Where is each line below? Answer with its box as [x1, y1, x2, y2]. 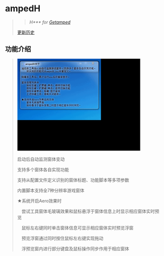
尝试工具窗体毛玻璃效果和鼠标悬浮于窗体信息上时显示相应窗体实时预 [21, 208, 160, 214]
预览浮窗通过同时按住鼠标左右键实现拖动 [21, 235, 104, 241]
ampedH [5, 3, 41, 14]
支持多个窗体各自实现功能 [17, 166, 69, 172]
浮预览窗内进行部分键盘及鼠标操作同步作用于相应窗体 [21, 246, 129, 252]
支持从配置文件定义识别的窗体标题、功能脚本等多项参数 [17, 177, 129, 183]
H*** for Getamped [29, 19, 71, 25]
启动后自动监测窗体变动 [17, 156, 65, 162]
